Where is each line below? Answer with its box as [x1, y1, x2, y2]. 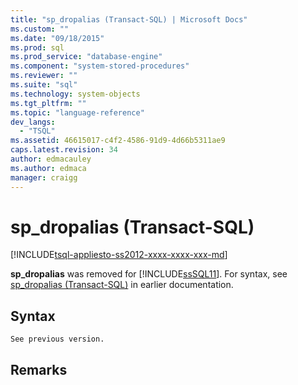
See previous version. [10, 334, 105, 345]
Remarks [10, 361, 68, 378]
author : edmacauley [10, 154, 92, 164]
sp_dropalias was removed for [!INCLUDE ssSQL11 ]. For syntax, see [10, 268, 288, 280]
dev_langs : [10, 117, 56, 127]
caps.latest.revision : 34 [10, 145, 118, 155]
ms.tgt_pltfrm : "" [10, 98, 87, 108]
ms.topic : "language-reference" [10, 107, 145, 118]
